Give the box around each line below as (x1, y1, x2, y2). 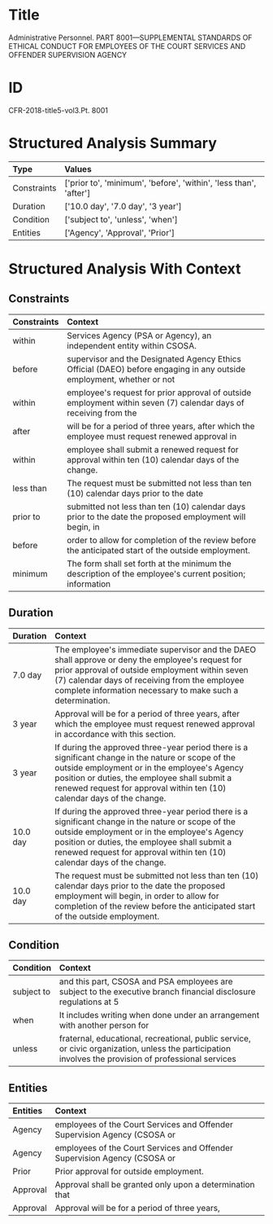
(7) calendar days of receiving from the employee (54, 674, 245, 686)
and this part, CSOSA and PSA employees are (59, 976, 233, 987)
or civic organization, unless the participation (59, 1043, 232, 1055)
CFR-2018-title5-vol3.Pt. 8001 (8, 105, 108, 115)
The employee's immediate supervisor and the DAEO (54, 643, 257, 655)
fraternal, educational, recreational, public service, (59, 1033, 251, 1044)
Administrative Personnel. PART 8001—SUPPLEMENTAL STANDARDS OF (8, 33, 253, 42)
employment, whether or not (67, 373, 175, 384)
